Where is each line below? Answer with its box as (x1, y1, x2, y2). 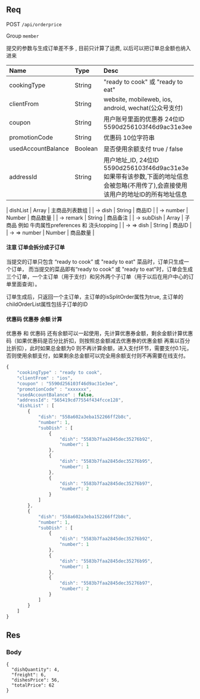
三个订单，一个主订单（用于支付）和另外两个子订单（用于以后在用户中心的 (6, 273, 189, 280)
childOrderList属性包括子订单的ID (6, 301, 88, 308)
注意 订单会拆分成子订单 (6, 244, 65, 251)
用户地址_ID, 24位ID (103, 156, 160, 164)
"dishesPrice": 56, (11, 677, 60, 683)
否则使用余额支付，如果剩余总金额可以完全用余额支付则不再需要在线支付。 (6, 352, 189, 360)
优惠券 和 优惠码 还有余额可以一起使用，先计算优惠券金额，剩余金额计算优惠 (6, 330, 193, 337)
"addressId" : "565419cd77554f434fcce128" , (17, 397, 124, 403)
